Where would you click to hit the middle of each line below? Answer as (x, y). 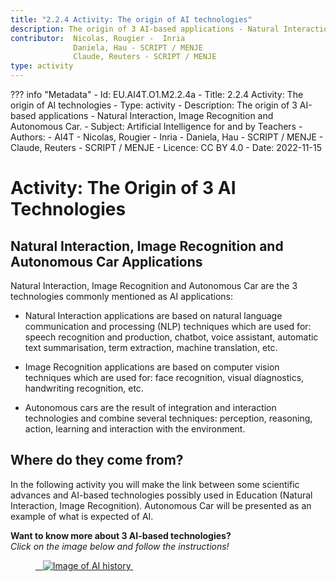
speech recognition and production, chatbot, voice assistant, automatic (171, 337)
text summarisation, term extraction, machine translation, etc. (151, 347)
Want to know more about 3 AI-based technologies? (121, 535)
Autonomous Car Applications (106, 261)
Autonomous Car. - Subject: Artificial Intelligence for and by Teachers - (156, 126)
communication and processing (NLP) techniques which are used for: (168, 326)
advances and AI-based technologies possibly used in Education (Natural (161, 495)
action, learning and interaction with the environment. (135, 429)
